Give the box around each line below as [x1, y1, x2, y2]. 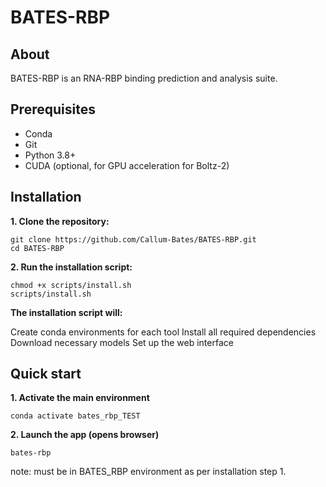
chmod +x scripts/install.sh [10, 280, 132, 290]
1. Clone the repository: [10, 215, 110, 227]
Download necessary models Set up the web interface [10, 336, 234, 348]
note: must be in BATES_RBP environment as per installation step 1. [10, 466, 287, 478]
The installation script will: [10, 306, 123, 318]
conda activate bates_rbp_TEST [10, 411, 141, 421]
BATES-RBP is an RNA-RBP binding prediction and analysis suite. [10, 72, 278, 84]
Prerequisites [10, 101, 96, 118]
